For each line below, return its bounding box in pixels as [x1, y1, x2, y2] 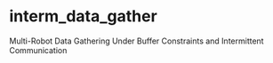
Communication [9, 44, 68, 55]
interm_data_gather [9, 6, 157, 27]
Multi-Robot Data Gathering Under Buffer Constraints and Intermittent [9, 35, 264, 46]
